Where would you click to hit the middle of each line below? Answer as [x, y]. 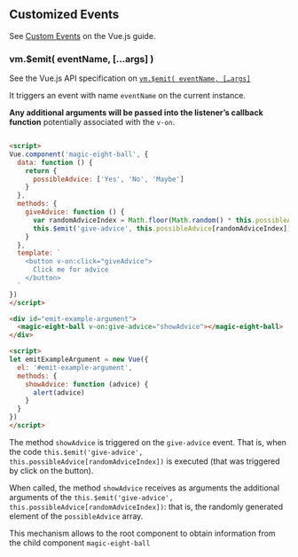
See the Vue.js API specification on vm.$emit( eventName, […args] [130, 78]
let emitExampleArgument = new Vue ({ [79, 360]
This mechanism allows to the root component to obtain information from [143, 533]
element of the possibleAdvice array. [76, 516]
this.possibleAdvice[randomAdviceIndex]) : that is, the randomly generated [146, 506]
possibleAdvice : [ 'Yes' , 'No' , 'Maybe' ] [108, 179]
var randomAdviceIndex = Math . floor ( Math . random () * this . [144, 220]
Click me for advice [71, 270]
